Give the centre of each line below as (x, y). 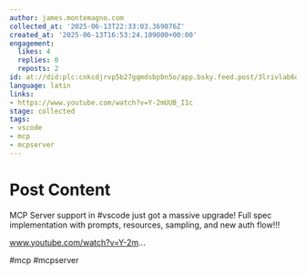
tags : (20, 119)
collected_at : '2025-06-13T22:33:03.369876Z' (97, 26)
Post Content (60, 190)
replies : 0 (38, 60)
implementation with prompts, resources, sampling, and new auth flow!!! (145, 225)
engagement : (32, 43)
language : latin (40, 86)
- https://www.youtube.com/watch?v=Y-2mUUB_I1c (102, 102)
